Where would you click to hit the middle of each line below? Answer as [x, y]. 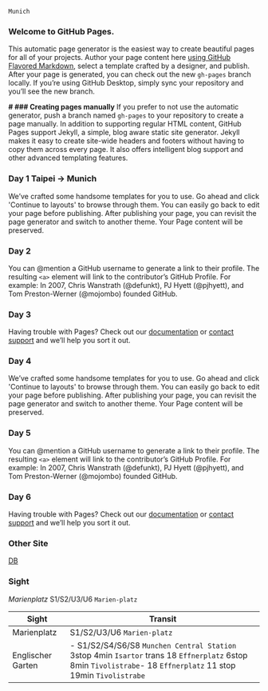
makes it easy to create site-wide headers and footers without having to [126, 141]
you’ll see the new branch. [52, 91]
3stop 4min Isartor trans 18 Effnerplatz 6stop [159, 655]
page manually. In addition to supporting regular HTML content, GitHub [125, 124]
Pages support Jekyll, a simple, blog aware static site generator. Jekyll [124, 133]
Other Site [28, 543]
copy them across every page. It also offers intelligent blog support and [126, 150]
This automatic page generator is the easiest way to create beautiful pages [132, 49]
